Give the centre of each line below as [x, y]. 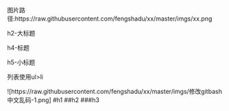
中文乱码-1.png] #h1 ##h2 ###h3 [53, 100]
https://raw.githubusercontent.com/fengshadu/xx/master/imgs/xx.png [113, 18]
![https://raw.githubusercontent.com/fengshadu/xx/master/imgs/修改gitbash [115, 91]
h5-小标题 [21, 62]
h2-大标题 [21, 33]
